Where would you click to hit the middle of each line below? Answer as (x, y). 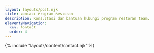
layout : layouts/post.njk (31, 9)
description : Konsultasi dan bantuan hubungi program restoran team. (77, 18)
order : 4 (18, 32)
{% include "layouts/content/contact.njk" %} (50, 46)
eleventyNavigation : (26, 23)
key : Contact (23, 27)
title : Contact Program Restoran (39, 14)
